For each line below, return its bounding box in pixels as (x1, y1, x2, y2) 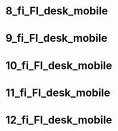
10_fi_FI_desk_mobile (5, 58, 113, 72)
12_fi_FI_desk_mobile (5, 113, 113, 126)
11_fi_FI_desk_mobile (5, 86, 111, 99)
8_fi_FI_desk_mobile (5, 4, 108, 18)
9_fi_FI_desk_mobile (5, 32, 108, 45)
